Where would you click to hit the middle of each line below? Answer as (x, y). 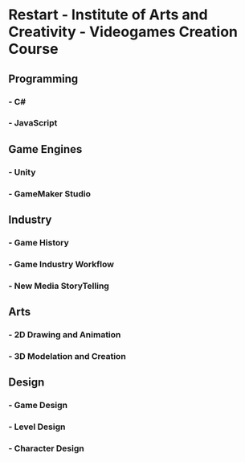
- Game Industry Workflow (61, 264)
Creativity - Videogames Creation (123, 32)
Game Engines (45, 149)
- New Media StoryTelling (59, 286)
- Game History (39, 242)
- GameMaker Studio (49, 193)
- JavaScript (33, 123)
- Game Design (38, 406)
